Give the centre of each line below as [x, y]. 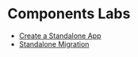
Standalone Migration [54, 44]
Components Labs [69, 14]
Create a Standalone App [60, 36]
